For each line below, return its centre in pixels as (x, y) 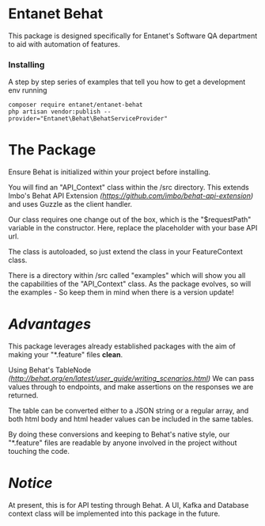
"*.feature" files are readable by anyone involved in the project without (123, 443)
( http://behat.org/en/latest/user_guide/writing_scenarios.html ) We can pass (131, 379)
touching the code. (39, 452)
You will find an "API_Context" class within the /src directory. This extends (129, 188)
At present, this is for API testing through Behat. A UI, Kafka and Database (129, 505)
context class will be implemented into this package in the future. (114, 514)
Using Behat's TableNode (50, 370)
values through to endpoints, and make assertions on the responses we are (131, 387)
